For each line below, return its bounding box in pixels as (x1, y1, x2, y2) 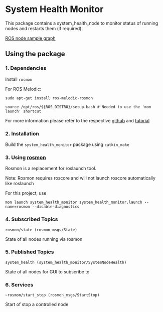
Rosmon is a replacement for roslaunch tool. (5, 166, 97, 172)
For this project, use (5, 190, 47, 196)
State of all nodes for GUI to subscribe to (5, 268, 90, 274)
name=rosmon (5, 204, 30, 209)
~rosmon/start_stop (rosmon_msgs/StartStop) (5, 292, 100, 298)
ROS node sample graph (5, 35, 56, 41)
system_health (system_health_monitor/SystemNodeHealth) (5, 260, 127, 265)
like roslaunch (5, 181, 34, 187)
